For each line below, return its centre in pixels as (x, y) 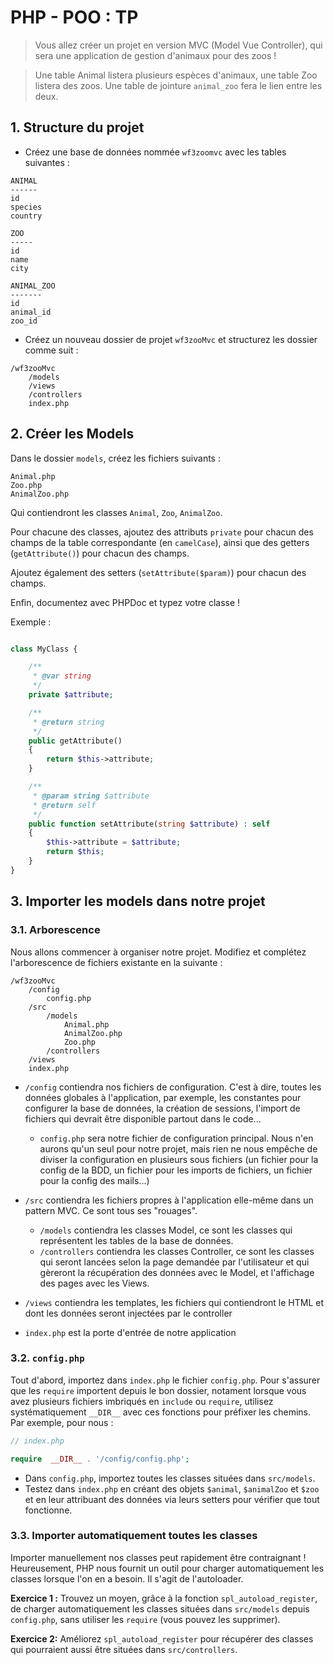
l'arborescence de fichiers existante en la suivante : (116, 962)
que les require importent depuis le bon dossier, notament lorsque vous (158, 1390)
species (26, 207)
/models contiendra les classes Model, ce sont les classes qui (166, 1230)
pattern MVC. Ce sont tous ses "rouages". (111, 1210)
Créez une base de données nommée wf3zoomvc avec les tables (155, 152)
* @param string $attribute (91, 796)
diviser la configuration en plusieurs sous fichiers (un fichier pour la (179, 1159)
